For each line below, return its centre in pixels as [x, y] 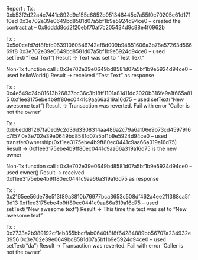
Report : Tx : [21, 9]
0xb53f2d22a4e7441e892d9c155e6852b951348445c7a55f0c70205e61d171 [98, 15]
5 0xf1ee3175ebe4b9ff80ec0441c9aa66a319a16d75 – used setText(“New [95, 99]
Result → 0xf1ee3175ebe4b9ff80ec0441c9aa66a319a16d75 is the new [92, 148]
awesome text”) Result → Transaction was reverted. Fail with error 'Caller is [98, 105]
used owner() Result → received [45, 173]
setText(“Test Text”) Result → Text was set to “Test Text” [75, 58]
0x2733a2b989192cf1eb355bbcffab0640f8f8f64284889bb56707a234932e [98, 233]
